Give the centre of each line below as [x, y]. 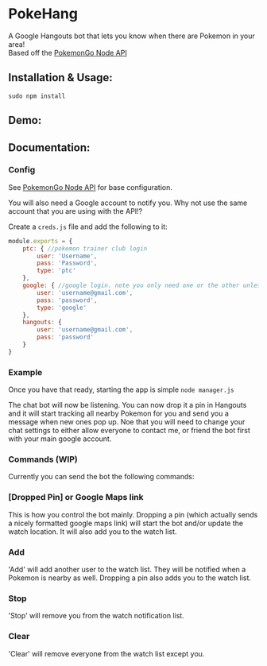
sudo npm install [37, 96]
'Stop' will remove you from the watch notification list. [96, 616]
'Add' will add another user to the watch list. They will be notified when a [127, 570]
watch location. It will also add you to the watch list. [93, 531]
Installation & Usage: [60, 77]
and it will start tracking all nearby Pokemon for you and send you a [118, 413]
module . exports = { [41, 241]
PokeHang [43, 14]
